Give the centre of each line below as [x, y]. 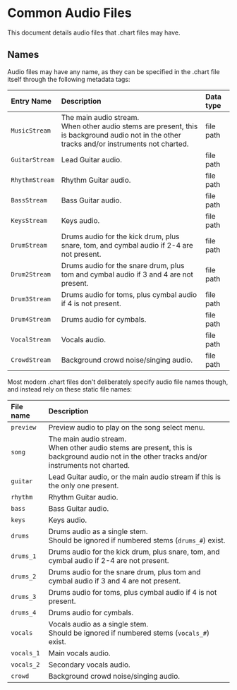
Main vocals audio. [79, 653]
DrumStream [29, 245]
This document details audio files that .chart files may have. [94, 32]
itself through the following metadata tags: [69, 79]
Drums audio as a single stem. [98, 531]
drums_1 [24, 556]
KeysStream [29, 220]
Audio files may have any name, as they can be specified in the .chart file [114, 71]
